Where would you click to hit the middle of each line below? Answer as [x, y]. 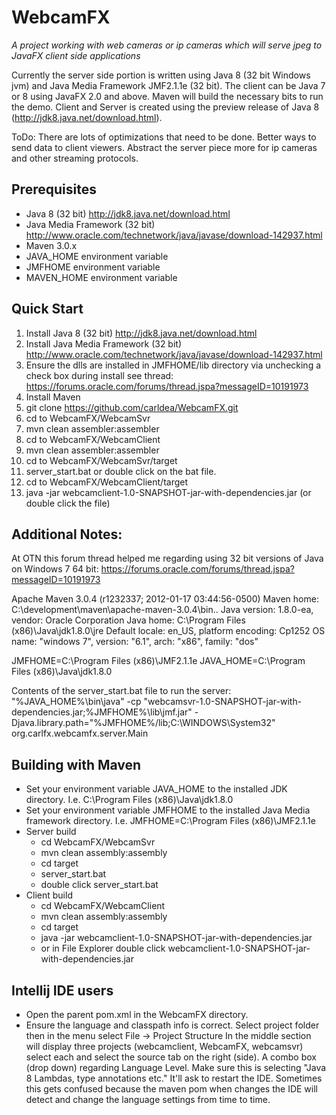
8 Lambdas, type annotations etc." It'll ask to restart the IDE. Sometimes [174, 1078]
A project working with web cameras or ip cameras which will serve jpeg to [167, 45]
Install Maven [53, 397]
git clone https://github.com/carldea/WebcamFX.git [132, 407]
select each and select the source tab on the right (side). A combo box [171, 1057]
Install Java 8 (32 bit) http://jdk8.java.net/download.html [141, 333]
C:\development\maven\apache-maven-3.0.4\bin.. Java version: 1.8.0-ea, [162, 610]
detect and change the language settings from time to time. [148, 1099]
